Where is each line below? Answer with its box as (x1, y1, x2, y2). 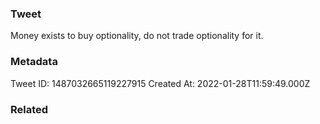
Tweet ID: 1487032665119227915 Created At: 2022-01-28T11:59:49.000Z (10, 77, 311, 89)
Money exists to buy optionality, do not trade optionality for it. (10, 30, 264, 42)
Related (10, 102, 49, 116)
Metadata (10, 55, 58, 69)
